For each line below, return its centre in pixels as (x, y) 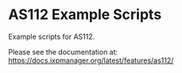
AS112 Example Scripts (85, 15)
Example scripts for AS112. (52, 36)
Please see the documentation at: (63, 52)
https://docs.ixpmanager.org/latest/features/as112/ (91, 60)
